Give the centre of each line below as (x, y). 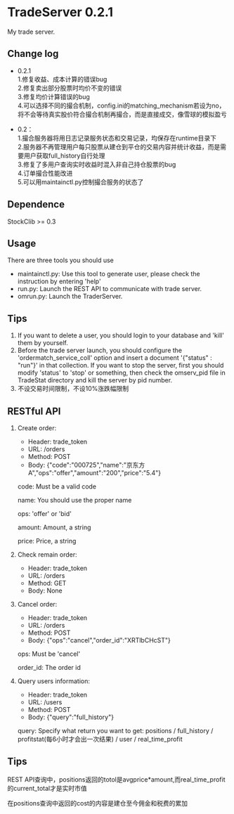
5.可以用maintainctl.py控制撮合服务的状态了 (80, 182)
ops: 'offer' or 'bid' (45, 513)
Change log (33, 54)
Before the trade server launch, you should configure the (100, 350)
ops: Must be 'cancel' (49, 654)
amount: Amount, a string (54, 527)
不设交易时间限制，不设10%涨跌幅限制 (73, 389)
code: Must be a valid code (57, 486)
